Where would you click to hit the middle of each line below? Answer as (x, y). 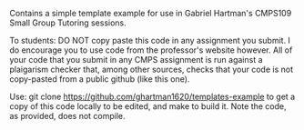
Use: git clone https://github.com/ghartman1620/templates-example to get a (152, 96)
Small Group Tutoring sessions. (68, 23)
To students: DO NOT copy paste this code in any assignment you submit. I (150, 40)
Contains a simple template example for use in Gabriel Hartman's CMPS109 (151, 13)
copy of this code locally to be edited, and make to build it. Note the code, (148, 106)
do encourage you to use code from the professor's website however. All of (151, 50)
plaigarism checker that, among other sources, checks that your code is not (152, 69)
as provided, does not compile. (67, 116)
